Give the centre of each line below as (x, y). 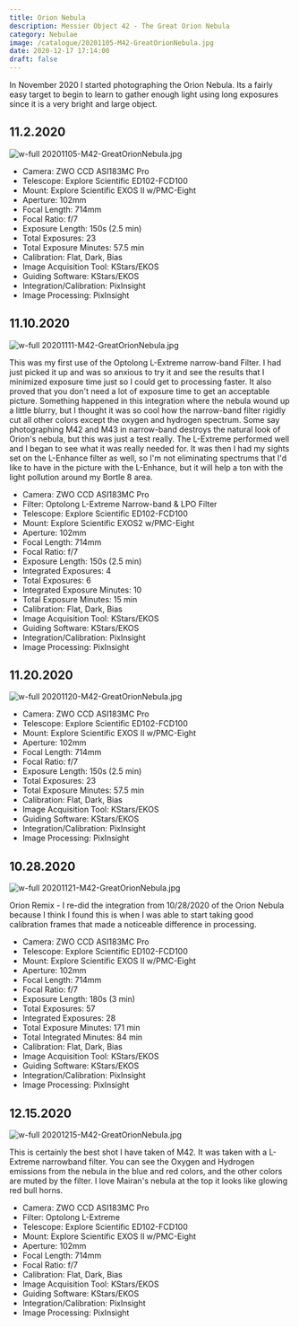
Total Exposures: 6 (56, 580)
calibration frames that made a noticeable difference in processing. (133, 925)
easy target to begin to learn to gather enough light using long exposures (144, 94)
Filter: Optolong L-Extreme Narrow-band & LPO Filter (120, 504)
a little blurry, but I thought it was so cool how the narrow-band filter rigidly (148, 410)
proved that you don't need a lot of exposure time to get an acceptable (140, 391)
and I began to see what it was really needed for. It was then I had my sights (149, 448)
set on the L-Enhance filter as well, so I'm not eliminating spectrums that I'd (148, 458)
